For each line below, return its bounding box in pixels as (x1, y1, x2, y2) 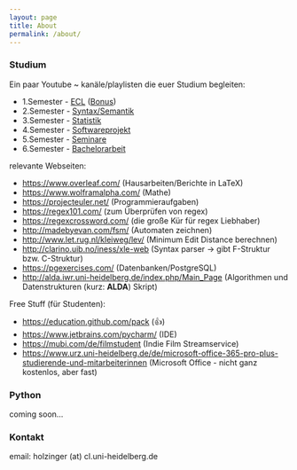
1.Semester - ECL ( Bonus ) (21, 96, 117, 106)
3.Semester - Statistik (21, 114, 102, 125)
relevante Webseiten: (9, 161, 87, 171)
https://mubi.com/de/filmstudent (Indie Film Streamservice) (21, 338, 239, 349)
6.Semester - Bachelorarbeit (21, 143, 126, 153)
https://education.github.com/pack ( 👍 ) (21, 316, 166, 326)
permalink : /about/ (9, 29, 82, 38)
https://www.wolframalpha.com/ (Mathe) (21, 187, 171, 198)
